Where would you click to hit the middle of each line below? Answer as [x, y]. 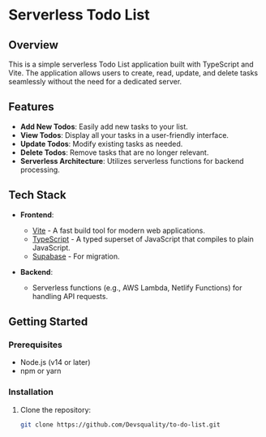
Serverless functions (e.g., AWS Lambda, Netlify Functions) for [137, 287]
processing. [40, 169]
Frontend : [37, 214]
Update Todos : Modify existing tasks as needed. [101, 144]
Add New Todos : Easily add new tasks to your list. [104, 126]
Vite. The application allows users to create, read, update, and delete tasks [133, 73]
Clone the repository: [56, 409]
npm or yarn [41, 371]
